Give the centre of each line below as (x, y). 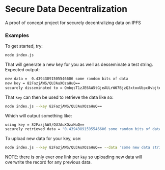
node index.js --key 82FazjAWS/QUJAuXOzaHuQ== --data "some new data (78, 148)
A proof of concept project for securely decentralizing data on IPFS (73, 23)
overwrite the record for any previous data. (49, 162)
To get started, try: (24, 46)
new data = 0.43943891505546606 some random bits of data (67, 79)
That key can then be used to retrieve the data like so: (59, 97)
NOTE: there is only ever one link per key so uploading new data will (74, 157)
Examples (17, 35)
